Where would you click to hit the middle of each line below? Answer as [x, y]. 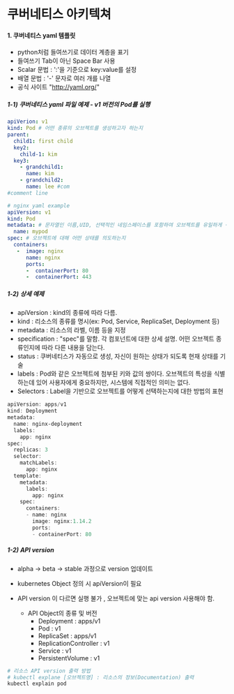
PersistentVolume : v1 [69, 658]
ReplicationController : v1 [74, 643]
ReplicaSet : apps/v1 [67, 635]
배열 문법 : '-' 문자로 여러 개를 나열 [64, 78]
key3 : [22, 161]
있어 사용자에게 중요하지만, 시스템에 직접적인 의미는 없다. [113, 383]
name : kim [40, 174]
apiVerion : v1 [28, 122]
